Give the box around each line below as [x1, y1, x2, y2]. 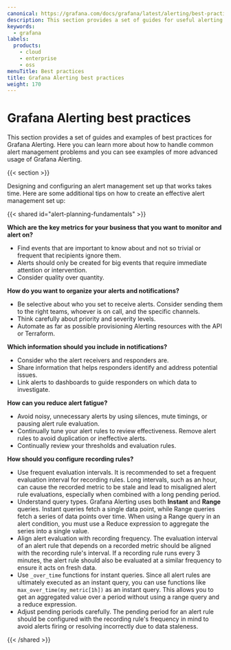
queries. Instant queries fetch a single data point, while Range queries [16, 505, 215, 513]
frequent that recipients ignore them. [16, 251, 122, 259]
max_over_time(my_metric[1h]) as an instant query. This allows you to [16, 586, 214, 594]
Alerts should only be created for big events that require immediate [16, 259, 208, 267]
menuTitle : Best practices [7, 68, 85, 75]
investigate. [16, 386, 50, 394]
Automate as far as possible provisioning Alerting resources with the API [16, 322, 222, 331]
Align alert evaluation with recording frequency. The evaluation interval [16, 534, 218, 542]
